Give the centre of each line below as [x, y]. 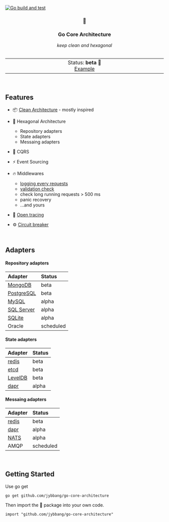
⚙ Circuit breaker [30, 225]
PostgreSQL [22, 293]
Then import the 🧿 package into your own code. [55, 505]
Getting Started [30, 474]
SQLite [16, 318]
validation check [37, 189]
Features [19, 97]
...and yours [32, 205]
